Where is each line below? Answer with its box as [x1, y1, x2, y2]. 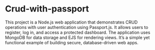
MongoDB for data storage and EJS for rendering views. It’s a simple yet [5, 35, 150, 40]
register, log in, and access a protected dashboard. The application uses [5, 29, 151, 35]
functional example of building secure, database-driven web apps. [5, 39, 139, 45]
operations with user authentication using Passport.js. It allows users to [5, 24, 149, 30]
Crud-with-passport [5, 3, 89, 14]
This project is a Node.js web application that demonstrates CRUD [5, 19, 138, 25]
